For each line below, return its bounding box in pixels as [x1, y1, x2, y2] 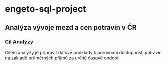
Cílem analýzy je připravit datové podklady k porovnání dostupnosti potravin [5, 49, 162, 55]
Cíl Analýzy [5, 38, 34, 45]
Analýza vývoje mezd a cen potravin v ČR [5, 23, 137, 32]
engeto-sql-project [5, 3, 86, 15]
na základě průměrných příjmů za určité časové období [5, 55, 119, 61]
